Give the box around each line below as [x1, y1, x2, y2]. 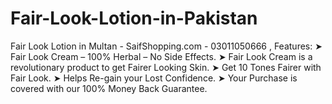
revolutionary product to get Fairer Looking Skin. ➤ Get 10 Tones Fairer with [10, 61, 322, 73]
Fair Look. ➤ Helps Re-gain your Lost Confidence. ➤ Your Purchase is [10, 72, 298, 84]
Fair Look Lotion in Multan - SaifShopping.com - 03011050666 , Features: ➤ [10, 40, 323, 52]
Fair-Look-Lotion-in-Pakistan [10, 7, 258, 30]
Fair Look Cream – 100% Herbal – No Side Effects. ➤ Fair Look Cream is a [10, 50, 313, 62]
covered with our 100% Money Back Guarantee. [10, 82, 208, 94]
